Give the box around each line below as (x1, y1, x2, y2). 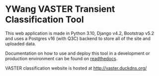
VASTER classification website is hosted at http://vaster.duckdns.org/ (5, 65, 147, 71)
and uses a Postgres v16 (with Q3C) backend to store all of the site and (5, 36, 151, 41)
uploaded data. (5, 40, 36, 46)
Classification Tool (5, 14, 84, 25)
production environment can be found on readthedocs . (5, 55, 118, 61)
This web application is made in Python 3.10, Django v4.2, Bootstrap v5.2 (5, 30, 155, 36)
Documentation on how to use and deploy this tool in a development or (5, 50, 150, 56)
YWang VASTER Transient (5, 3, 115, 15)
